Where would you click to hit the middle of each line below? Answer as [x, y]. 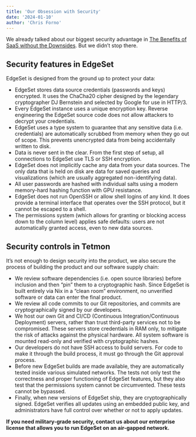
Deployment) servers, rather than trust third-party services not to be [97, 322]
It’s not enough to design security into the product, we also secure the [91, 261]
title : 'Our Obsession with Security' [54, 12]
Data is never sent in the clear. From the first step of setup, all [89, 153]
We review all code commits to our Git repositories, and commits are [97, 304]
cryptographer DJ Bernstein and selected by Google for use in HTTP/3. [101, 102]
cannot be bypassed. [40, 391]
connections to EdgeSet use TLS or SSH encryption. [78, 159]
